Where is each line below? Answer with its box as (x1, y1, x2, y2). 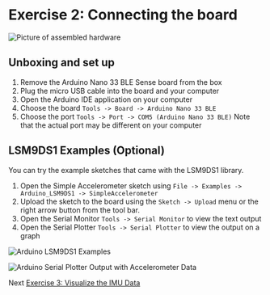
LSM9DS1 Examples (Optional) (8, 144, 166, 158)
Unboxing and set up (8, 56, 116, 70)
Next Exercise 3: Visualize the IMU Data (8, 277, 141, 288)
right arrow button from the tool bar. (19, 204, 140, 215)
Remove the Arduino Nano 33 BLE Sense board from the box (19, 77, 222, 86)
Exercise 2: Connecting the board (8, 6, 238, 24)
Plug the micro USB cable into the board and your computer (19, 86, 220, 95)
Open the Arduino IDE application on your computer (19, 95, 192, 104)
